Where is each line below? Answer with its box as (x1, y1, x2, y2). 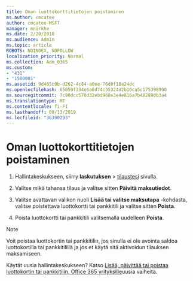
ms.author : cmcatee (6, 14, 55, 20)
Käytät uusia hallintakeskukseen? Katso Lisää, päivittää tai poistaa (6, 262, 169, 269)
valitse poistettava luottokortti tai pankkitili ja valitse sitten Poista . (14, 203, 176, 210)
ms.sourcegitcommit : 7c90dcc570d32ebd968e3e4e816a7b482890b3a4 (6, 92, 167, 98)
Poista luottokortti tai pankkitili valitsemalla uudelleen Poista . (14, 214, 164, 222)
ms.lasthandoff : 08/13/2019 (6, 109, 76, 115)
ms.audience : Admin (6, 37, 55, 43)
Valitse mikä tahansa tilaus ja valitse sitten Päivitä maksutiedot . (14, 185, 172, 192)
